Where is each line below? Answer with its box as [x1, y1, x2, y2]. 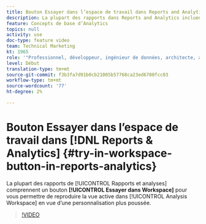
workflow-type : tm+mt [6, 77, 62, 83]
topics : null [6, 26, 40, 32]
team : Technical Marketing [6, 43, 75, 50]
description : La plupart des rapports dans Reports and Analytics [6, 15, 180, 21]
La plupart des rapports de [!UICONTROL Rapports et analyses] [6, 179, 167, 187]
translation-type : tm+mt [6, 65, 70, 72]
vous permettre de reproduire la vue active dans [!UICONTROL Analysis [6, 192, 188, 200]
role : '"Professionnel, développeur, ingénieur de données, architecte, [6, 54, 196, 61]
